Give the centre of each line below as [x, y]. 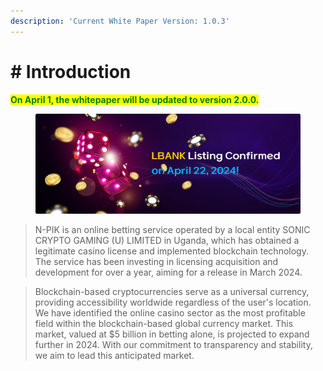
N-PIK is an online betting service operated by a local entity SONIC [172, 229]
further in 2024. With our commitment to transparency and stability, [173, 344]
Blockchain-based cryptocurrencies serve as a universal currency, [172, 291]
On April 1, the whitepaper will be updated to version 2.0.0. [135, 99]
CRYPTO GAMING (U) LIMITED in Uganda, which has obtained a [167, 240]
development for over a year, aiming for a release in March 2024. [168, 272]
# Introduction [71, 71]
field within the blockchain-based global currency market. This [164, 323]
